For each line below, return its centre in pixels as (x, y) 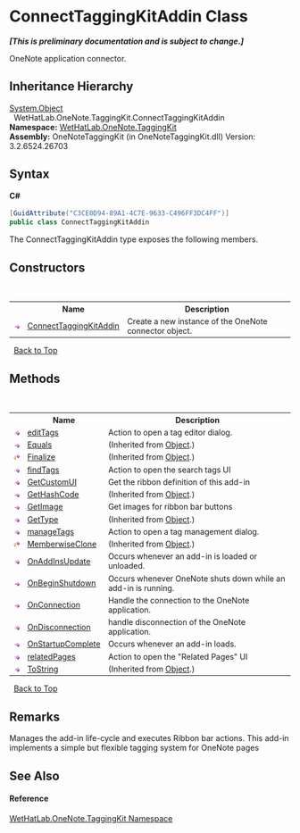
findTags (43, 470)
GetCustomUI (52, 482)
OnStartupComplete (64, 644)
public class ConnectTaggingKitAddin (79, 222)
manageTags (50, 531)
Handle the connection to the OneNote (179, 600)
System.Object (36, 108)
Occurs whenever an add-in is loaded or (183, 556)
